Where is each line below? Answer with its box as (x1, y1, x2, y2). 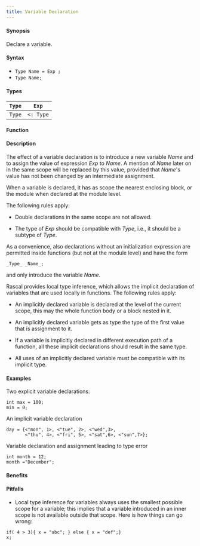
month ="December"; (6, 459, 55, 465)
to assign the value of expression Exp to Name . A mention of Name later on (6, 159, 192, 167)
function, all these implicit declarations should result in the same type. (14, 343, 187, 350)
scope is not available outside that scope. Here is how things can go (14, 511, 183, 519)
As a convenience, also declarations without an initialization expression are (6, 243, 191, 250)
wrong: (14, 518, 33, 525)
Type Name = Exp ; (14, 69, 61, 75)
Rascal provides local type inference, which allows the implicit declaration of (6, 283, 195, 290)
